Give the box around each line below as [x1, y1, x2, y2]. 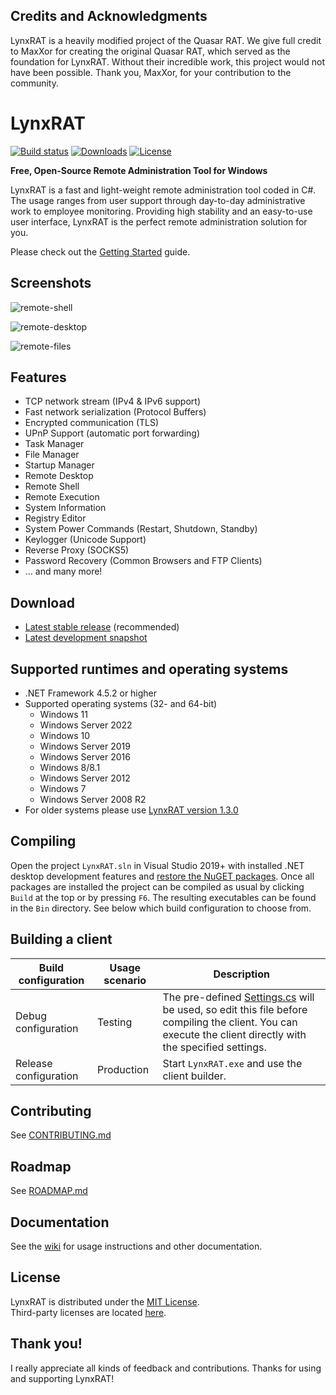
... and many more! [24, 565, 103, 578]
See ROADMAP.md [10, 1185, 88, 1197]
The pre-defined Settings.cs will [162, 990, 315, 1004]
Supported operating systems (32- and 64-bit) [24, 698, 218, 709]
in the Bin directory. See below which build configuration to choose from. [10, 902, 312, 914]
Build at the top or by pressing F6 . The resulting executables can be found [10, 891, 317, 903]
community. [10, 77, 59, 89]
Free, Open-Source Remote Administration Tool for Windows [10, 164, 268, 176]
